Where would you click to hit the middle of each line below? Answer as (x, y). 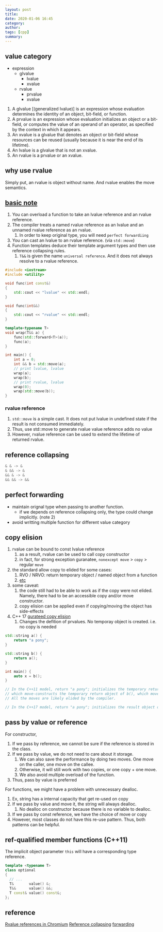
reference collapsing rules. (39, 251)
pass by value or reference (46, 722)
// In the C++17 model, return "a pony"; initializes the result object (80, 707)
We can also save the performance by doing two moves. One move (86, 759)
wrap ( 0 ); (23, 387)
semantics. (16, 188)
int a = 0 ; (25, 360)
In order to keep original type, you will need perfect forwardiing (84, 235)
